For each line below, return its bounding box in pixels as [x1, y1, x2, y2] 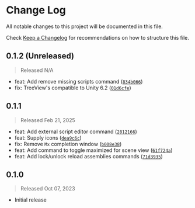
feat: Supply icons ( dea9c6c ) [14, 134, 82, 141]
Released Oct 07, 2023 [20, 185, 75, 192]
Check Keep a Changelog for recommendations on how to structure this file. [6, 34, 190, 41]
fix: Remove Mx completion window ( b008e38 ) [14, 140, 122, 147]
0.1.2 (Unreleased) [6, 51, 75, 61]
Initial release [14, 196, 47, 203]
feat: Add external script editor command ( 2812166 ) [14, 128, 137, 135]
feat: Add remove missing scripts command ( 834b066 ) [14, 78, 143, 85]
